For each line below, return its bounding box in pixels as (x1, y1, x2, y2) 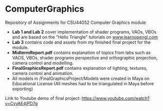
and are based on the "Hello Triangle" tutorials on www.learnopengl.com (12, 34, 158, 40)
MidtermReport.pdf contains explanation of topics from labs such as (12, 50, 151, 55)
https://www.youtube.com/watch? (81, 95, 150, 101)
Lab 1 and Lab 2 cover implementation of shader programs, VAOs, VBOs (12, 29, 157, 35)
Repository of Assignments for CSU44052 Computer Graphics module (5, 19, 146, 25)
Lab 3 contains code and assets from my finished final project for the (12, 39, 151, 45)
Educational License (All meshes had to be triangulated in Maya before (12, 80, 154, 86)
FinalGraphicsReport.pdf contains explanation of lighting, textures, (12, 65, 147, 71)
